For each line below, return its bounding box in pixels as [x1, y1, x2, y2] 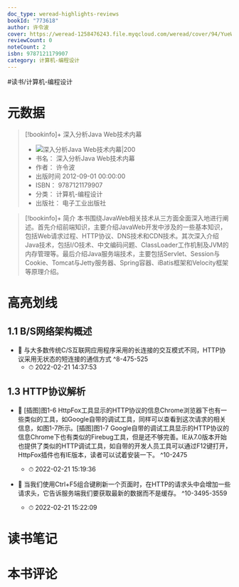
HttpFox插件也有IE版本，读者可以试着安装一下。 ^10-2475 [17, 450, 188, 459]
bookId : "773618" [7, 17, 59, 24]
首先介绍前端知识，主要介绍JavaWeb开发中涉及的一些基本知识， [37, 223, 227, 231]
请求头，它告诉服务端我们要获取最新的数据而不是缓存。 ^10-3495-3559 [17, 489, 228, 497]
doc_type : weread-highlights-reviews [7, 10, 119, 18]
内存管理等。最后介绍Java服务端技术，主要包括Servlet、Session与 [24, 249, 221, 257]
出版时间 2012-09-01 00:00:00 [35, 172, 126, 180]
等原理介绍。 [24, 267, 63, 275]
